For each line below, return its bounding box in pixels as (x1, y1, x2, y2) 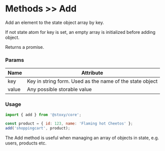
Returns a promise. (5, 44, 44, 50)
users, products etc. (5, 140, 46, 146)
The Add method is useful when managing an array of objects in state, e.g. (5, 135, 159, 141)
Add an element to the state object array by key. (5, 19, 104, 25)
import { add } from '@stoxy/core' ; (5, 112, 81, 117)
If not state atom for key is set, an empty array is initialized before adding (5, 29, 156, 35)
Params (5, 56, 24, 63)
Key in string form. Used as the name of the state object (26, 78, 158, 85)
